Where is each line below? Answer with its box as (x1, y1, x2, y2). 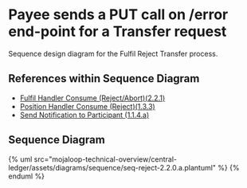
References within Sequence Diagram (8, 72, 200, 85)
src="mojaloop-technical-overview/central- (33, 154, 178, 164)
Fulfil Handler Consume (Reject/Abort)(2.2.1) (19, 93, 166, 103)
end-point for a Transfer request (8, 22, 227, 41)
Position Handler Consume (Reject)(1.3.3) (19, 101, 155, 111)
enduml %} (8, 171, 45, 181)
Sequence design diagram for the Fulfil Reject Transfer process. (8, 49, 218, 58)
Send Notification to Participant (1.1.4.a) (19, 110, 150, 119)
